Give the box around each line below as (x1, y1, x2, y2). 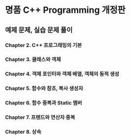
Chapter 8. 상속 (5, 129, 42, 136)
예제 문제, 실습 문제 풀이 (5, 26, 73, 34)
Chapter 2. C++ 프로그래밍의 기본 (5, 41, 82, 48)
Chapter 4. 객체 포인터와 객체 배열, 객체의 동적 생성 (5, 70, 119, 77)
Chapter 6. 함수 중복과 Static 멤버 (5, 100, 82, 106)
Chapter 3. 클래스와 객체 (5, 56, 61, 63)
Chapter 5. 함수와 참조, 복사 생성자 (5, 85, 83, 92)
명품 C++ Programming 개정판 (5, 4, 126, 16)
